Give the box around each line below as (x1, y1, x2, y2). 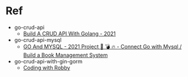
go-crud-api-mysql (14, 36, 62, 43)
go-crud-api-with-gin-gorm (14, 57, 83, 65)
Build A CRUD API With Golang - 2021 (23, 30, 116, 37)
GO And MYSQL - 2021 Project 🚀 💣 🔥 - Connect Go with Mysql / (23, 43, 182, 50)
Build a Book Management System (23, 52, 108, 59)
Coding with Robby (23, 64, 70, 71)
